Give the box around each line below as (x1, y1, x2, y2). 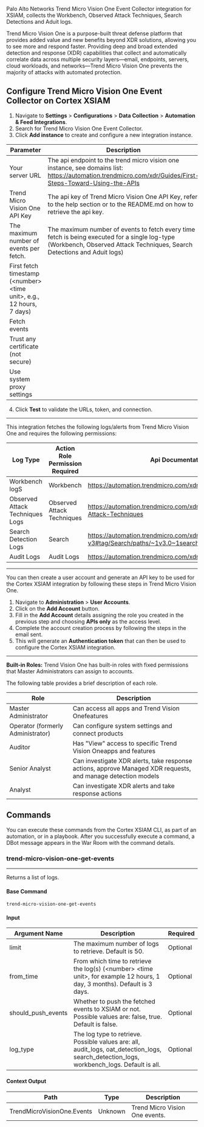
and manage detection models (72, 772, 160, 780)
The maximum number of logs (73, 940, 159, 948)
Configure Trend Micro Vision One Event (6, 86, 163, 97)
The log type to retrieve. (73, 1030, 142, 1039)
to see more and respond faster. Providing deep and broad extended (6, 43, 178, 50)
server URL (9, 171, 41, 179)
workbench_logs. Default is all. (73, 1061, 161, 1069)
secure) (9, 357, 32, 366)
